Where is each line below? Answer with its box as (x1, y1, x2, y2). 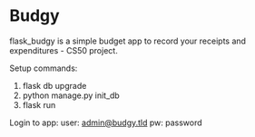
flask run (22, 99, 56, 110)
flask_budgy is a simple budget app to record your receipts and (9, 35, 247, 46)
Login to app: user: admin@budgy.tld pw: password (9, 117, 202, 128)
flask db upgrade (22, 80, 87, 91)
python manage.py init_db (22, 90, 120, 101)
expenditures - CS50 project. (9, 44, 118, 55)
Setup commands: (9, 63, 78, 73)
